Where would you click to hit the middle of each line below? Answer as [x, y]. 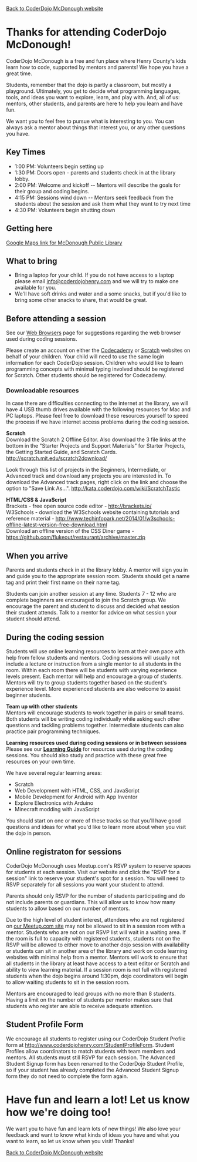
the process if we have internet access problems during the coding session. [98, 422]
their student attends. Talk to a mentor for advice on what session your [91, 613]
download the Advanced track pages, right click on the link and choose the [97, 482]
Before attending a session [56, 319]
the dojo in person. [29, 833]
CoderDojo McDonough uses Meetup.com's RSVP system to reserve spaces [98, 865]
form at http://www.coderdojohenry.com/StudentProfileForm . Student [90, 1045]
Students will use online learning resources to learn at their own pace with [96, 651]
